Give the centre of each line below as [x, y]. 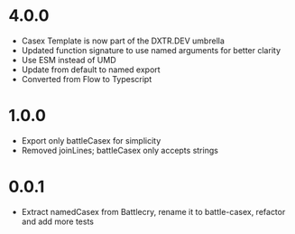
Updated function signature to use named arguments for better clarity [151, 50]
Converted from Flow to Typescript [87, 79]
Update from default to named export [91, 70]
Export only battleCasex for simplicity [91, 140]
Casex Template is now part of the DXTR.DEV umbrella [123, 41]
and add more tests [58, 221]
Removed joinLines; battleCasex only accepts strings [120, 150]
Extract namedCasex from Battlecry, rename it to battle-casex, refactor [153, 211]
